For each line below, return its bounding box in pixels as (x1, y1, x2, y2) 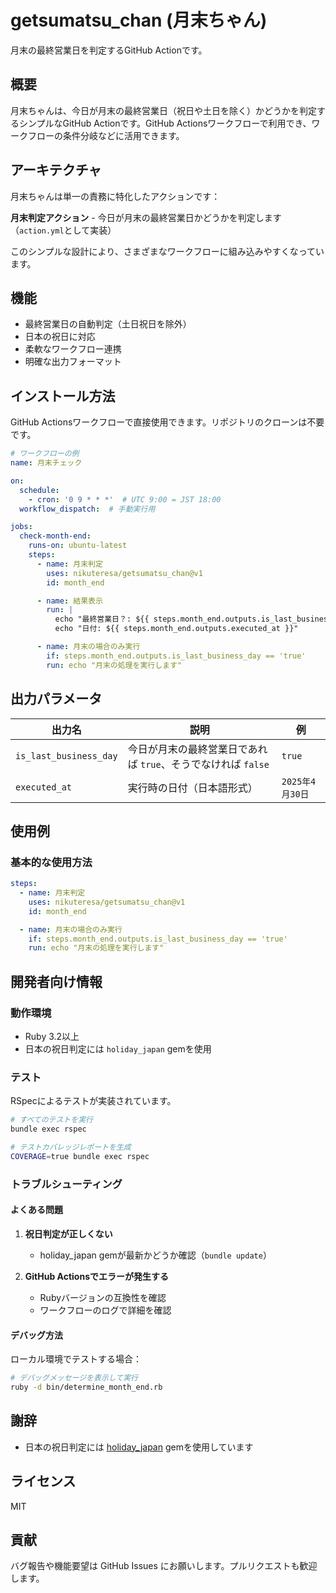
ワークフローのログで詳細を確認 (39, 1304, 172, 1316)
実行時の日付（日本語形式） (127, 781, 258, 795)
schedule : (19, 485, 60, 495)
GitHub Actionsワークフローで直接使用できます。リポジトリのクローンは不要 (10, 416, 325, 428)
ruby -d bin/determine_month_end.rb (10, 1382, 163, 1392)
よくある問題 (10, 1204, 63, 1216)
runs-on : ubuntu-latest (28, 541, 128, 551)
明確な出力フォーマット (24, 356, 122, 368)
